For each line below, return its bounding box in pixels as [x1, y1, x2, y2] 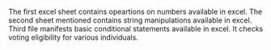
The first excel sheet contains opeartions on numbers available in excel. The [8, 7, 263, 16]
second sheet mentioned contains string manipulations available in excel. [8, 15, 252, 25]
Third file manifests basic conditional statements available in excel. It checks [8, 24, 264, 33]
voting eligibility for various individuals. [8, 32, 139, 42]
